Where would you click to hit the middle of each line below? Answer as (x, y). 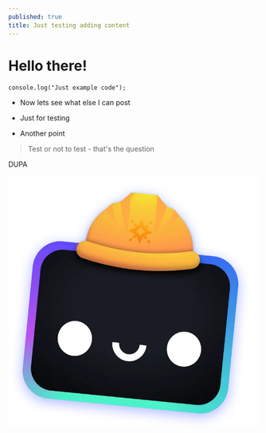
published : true (35, 17)
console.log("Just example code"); (67, 88)
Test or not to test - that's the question (91, 149)
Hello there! (48, 66)
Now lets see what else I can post (75, 103)
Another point (42, 134)
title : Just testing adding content (69, 25)
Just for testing (45, 118)
